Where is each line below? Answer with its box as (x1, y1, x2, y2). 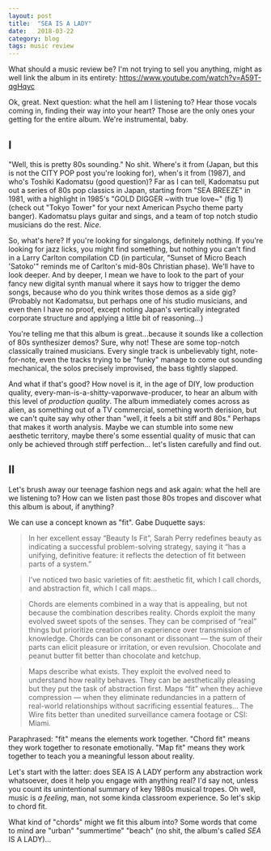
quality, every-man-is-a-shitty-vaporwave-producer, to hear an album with (8, 387, 258, 398)
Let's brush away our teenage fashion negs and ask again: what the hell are (8, 484, 260, 494)
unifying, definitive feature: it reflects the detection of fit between (28, 550, 247, 560)
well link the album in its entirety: (8, 73, 118, 83)
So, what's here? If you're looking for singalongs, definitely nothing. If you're (8, 235, 264, 245)
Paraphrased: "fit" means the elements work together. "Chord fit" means (8, 733, 251, 743)
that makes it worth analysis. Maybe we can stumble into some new (8, 422, 234, 432)
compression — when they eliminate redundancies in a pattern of (28, 692, 247, 702)
